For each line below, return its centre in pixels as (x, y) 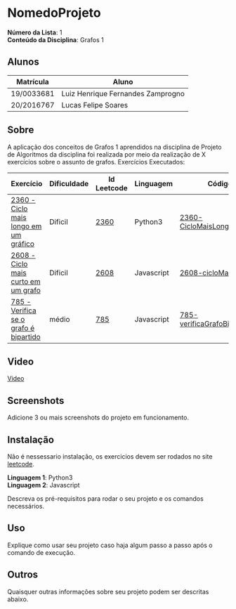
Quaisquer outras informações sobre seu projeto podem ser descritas (108, 591)
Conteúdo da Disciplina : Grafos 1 (55, 39)
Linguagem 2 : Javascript (44, 485)
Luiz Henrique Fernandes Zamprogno (123, 93)
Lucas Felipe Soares (95, 105)
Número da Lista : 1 (35, 32)
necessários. (26, 506)
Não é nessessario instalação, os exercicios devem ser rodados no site (110, 457)
